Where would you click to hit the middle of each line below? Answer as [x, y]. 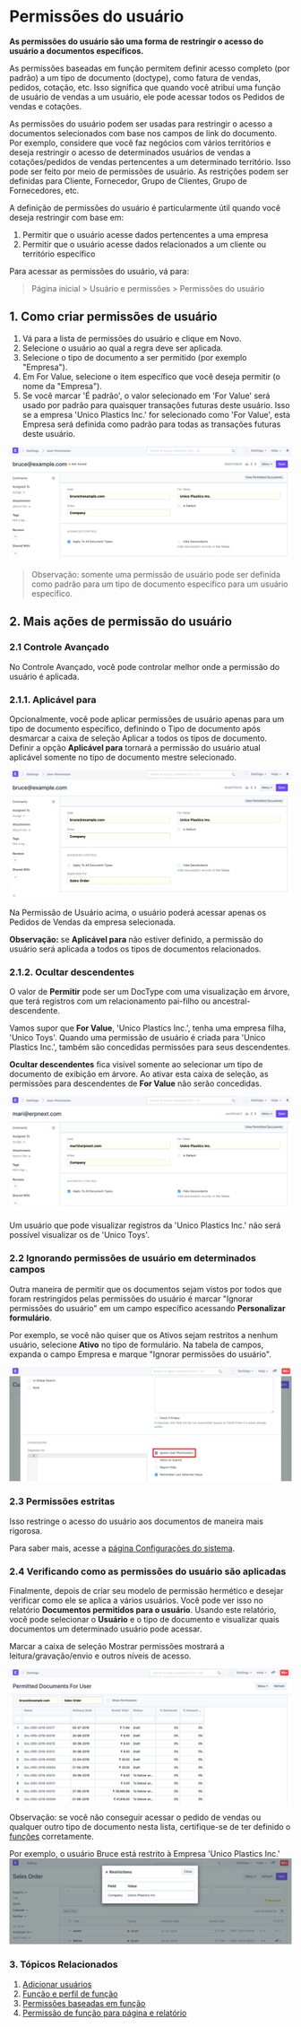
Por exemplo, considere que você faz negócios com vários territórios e [140, 143]
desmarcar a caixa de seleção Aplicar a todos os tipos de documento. [138, 738]
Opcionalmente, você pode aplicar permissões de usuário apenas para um [147, 719]
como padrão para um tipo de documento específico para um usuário [159, 584]
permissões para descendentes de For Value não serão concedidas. [136, 1083]
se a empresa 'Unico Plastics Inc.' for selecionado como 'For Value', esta [156, 414]
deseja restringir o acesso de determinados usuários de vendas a [130, 152]
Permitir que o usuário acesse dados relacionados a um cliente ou [144, 244]
